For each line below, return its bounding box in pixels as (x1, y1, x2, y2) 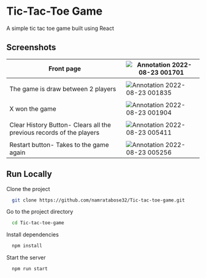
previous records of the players (9, 128, 100, 137)
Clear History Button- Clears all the (9, 121, 112, 129)
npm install (12, 243, 43, 249)
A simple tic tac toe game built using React (6, 24, 115, 32)
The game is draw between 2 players (9, 85, 116, 93)
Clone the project (6, 185, 50, 192)
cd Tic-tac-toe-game (12, 220, 64, 226)
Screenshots (6, 42, 56, 53)
